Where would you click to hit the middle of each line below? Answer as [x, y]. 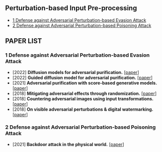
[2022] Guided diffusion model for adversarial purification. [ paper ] [82, 77]
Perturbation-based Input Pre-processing [71, 8]
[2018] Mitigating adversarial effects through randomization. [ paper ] [84, 93]
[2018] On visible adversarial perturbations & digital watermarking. [83, 109]
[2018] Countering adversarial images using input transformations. [83, 98]
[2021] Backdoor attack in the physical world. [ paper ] [68, 144]
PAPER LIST [24, 41]
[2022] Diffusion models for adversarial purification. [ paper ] [76, 72]
